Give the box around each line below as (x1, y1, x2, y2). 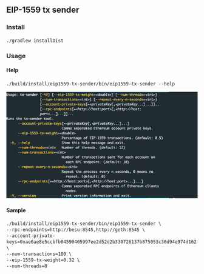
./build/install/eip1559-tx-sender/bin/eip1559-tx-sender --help (6, 81, 175, 87)
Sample (6, 206, 26, 214)
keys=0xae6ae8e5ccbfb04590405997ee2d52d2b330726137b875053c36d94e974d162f (6, 239, 200, 245)
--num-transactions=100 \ (6, 251, 72, 257)
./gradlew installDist (6, 38, 64, 44)
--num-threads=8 (6, 263, 47, 269)
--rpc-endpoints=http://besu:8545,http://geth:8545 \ (6, 227, 146, 233)
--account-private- (6, 233, 56, 239)
